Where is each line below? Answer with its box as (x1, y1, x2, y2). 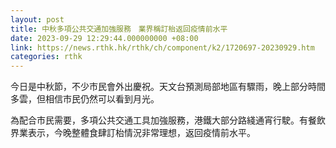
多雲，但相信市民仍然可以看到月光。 (10, 93, 160, 105)
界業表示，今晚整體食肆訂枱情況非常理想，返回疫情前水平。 (10, 127, 256, 139)
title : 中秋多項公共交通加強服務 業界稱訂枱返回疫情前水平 (10, 24, 228, 34)
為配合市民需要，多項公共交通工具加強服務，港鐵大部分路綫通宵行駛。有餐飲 (10, 114, 326, 126)
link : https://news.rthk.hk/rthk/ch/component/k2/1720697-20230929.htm (10, 42, 315, 53)
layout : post (10, 14, 65, 25)
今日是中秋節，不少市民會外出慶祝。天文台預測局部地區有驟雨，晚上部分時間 (10, 81, 326, 93)
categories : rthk (10, 52, 83, 62)
